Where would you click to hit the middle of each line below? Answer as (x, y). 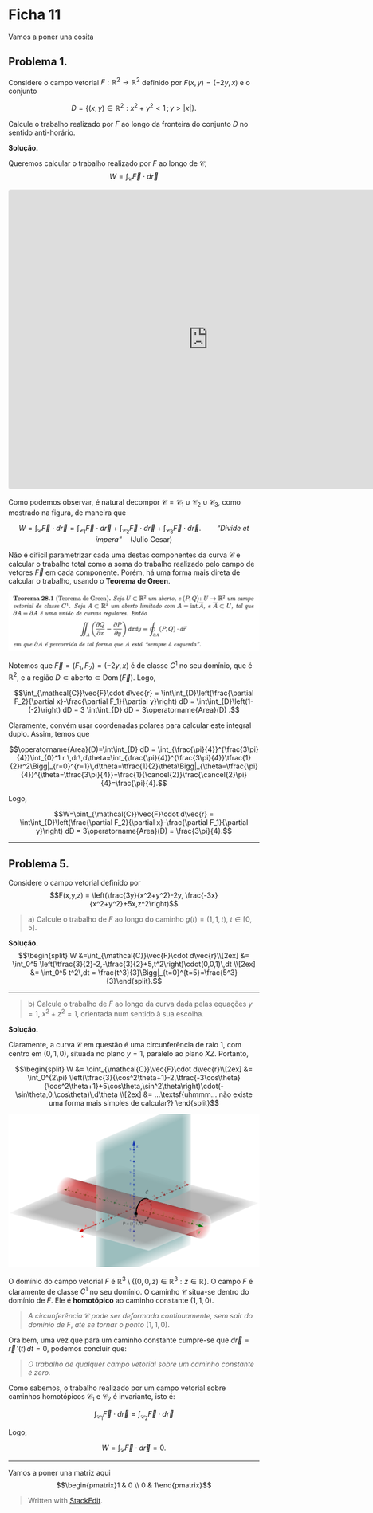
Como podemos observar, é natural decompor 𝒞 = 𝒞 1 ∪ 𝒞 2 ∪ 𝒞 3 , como (125, 503)
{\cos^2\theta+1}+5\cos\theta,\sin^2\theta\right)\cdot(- (134, 1086)
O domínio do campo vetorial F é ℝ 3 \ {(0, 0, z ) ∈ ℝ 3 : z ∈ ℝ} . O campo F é (131, 1280)
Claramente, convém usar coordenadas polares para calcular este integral (130, 725)
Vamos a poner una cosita (51, 37)
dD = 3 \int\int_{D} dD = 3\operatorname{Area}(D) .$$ (151, 710)
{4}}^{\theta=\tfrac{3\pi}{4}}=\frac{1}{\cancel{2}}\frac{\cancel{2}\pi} (134, 775)
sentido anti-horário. (42, 132)
